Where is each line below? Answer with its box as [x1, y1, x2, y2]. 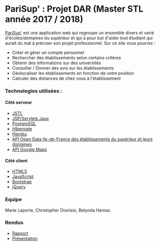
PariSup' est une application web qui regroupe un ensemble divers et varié [5, 30, 154, 35]
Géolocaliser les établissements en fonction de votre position [12, 70, 134, 76]
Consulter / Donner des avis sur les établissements [12, 65, 114, 71]
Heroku [12, 131, 27, 137]
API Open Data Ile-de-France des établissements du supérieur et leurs [12, 136, 153, 142]
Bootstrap [12, 179, 32, 185]
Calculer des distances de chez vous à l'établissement [12, 75, 121, 81]
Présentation [12, 235, 38, 241]
